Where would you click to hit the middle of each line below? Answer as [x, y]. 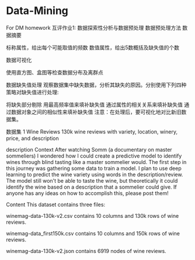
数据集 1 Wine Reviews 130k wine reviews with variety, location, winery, [92, 131]
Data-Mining [37, 11]
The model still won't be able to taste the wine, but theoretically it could [92, 180]
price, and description [33, 138]
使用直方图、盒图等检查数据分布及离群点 [55, 72]
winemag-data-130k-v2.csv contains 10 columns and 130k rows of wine [93, 215]
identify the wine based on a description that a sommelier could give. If [91, 187]
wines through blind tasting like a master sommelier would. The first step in [96, 162]
